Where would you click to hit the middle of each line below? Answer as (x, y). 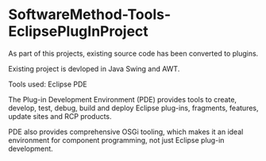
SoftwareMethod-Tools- (90, 15)
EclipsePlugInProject (78, 31)
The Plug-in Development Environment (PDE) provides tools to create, (122, 99)
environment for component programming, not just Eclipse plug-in (116, 140)
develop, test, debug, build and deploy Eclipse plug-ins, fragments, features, (133, 108)
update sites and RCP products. (60, 116)
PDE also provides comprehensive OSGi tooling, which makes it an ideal (126, 132)
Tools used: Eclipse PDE (48, 84)
